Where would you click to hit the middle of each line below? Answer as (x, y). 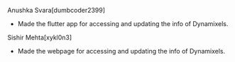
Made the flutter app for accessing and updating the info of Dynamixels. (123, 24)
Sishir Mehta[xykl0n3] (40, 37)
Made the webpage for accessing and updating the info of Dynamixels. (121, 51)
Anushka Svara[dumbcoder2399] (56, 10)
